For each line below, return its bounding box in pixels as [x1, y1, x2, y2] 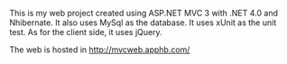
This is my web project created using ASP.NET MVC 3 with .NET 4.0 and [9, 8, 278, 18]
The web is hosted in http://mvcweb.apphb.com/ [9, 44, 190, 55]
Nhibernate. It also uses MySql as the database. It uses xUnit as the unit [9, 17, 277, 28]
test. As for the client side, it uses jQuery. [9, 27, 162, 37]
